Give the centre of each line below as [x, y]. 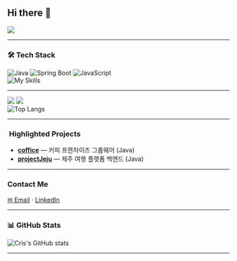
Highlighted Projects [45, 134]
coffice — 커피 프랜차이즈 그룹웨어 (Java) [76, 150]
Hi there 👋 [29, 13]
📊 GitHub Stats [34, 225]
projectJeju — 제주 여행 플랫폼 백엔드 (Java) [81, 159]
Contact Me [28, 184]
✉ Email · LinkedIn [34, 200]
